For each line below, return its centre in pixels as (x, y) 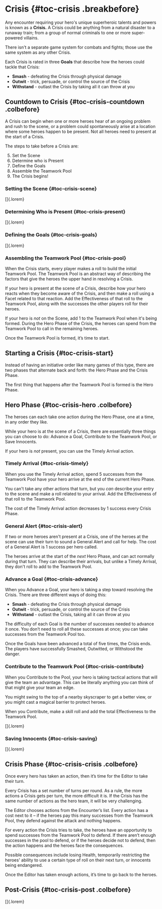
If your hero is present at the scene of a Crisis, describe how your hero (75, 288)
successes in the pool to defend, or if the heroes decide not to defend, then (80, 840)
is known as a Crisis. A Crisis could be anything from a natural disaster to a (80, 27)
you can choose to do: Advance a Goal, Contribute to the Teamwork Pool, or (81, 436)
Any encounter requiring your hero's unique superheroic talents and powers (81, 22)
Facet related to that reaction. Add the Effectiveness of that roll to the (74, 298)
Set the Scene (26, 155)
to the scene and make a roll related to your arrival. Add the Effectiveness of (81, 494)
